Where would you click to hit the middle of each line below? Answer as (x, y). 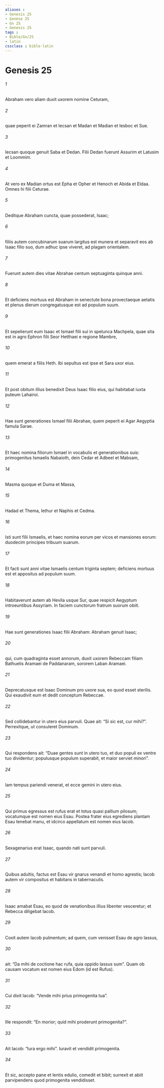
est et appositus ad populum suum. (41, 574)
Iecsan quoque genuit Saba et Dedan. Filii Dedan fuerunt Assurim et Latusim (82, 152)
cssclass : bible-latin (29, 46)
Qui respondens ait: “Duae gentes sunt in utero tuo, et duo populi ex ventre (81, 753)
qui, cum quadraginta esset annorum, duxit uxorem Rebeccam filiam (74, 658)
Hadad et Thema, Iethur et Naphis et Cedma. (50, 511)
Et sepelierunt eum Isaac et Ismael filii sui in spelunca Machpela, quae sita (80, 331)
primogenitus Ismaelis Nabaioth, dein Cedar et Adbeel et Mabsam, (72, 458)
